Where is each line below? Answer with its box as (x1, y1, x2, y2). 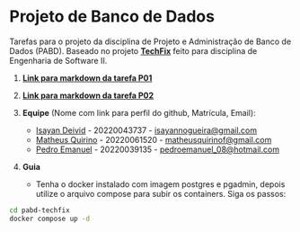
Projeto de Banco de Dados (9, 6, 216, 27)
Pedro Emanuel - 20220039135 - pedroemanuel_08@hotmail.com (35, 144, 280, 155)
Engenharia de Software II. (9, 55, 108, 66)
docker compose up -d (9, 214, 91, 223)
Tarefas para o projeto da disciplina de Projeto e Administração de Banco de (9, 36, 292, 47)
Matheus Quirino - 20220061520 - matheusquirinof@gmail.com (35, 134, 272, 145)
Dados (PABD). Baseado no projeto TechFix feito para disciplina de (9, 45, 258, 56)
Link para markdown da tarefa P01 (22, 72, 153, 83)
